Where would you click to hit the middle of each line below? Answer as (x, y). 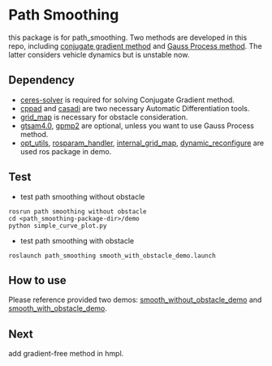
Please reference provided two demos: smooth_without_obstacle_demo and (135, 300)
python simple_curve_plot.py (58, 226)
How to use (37, 280)
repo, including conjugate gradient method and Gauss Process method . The (135, 45)
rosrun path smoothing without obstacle (78, 211)
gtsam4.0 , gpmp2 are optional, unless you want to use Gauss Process (137, 125)
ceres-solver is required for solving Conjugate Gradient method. (127, 100)
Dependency (41, 80)
